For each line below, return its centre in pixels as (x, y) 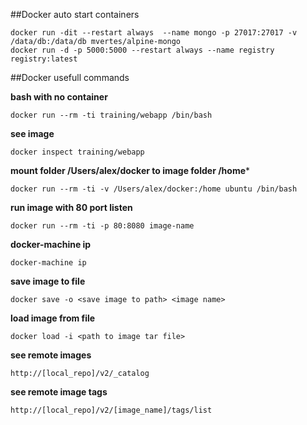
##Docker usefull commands (70, 77)
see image (32, 133)
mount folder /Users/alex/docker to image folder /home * (130, 170)
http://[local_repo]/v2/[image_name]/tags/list (111, 410)
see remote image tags (59, 392)
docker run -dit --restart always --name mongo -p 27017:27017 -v (154, 33)
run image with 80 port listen (71, 207)
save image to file (48, 281)
